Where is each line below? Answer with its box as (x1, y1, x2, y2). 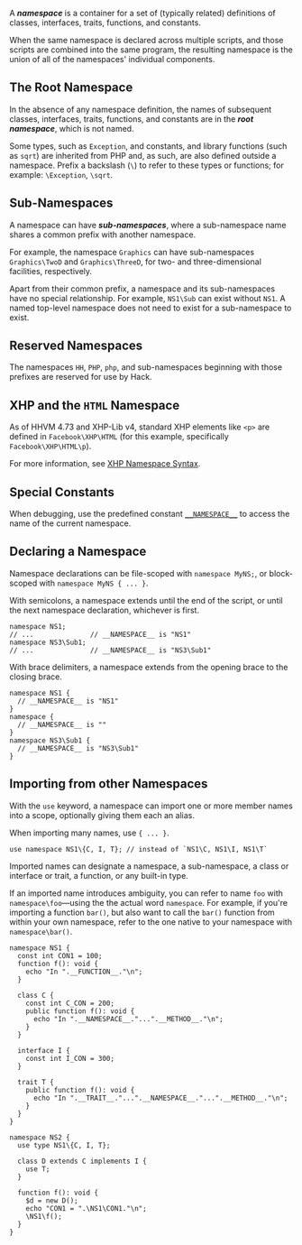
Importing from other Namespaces (9, 776, 208, 792)
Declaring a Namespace (9, 544, 147, 559)
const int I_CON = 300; (25, 1054, 115, 1063)
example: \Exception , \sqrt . (9, 169, 114, 180)
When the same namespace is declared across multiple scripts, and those (9, 35, 284, 45)
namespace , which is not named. (9, 123, 134, 134)
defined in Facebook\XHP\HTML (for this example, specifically (9, 431, 230, 442)
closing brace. (9, 671, 63, 682)
